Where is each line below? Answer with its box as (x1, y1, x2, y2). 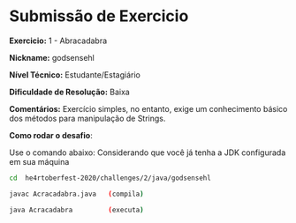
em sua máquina (9, 156, 70, 167)
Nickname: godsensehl (9, 52, 95, 63)
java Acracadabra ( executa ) (9, 205, 144, 214)
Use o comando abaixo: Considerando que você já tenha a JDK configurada (9, 147, 286, 158)
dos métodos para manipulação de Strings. (9, 113, 166, 123)
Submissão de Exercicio (9, 6, 189, 26)
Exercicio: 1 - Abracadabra (9, 35, 108, 46)
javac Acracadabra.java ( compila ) (9, 190, 144, 198)
